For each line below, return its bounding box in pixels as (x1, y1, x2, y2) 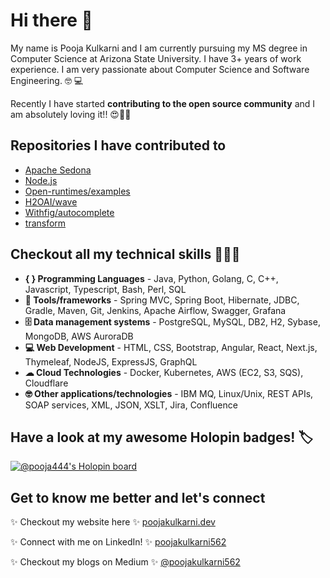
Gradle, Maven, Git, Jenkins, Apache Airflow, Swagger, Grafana (24, 304, 287, 316)
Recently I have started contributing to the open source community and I (10, 97, 316, 109)
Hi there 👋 (10, 9, 93, 32)
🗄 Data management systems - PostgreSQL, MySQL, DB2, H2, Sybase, (24, 315, 321, 328)
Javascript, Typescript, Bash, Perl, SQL (24, 283, 187, 295)
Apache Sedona (24, 164, 92, 176)
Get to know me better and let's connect (10, 489, 266, 506)
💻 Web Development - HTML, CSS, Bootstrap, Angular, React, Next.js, (24, 341, 318, 353)
